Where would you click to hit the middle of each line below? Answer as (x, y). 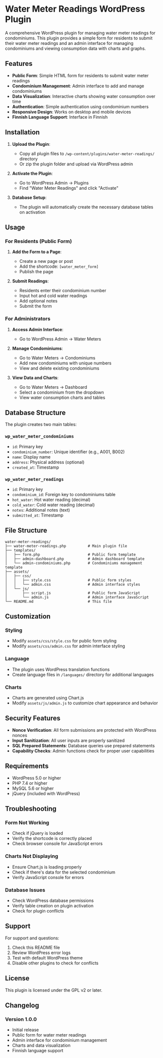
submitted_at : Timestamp (38, 515)
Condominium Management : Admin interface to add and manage (78, 86)
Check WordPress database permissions (53, 900)
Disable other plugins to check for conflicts (55, 963)
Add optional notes (38, 301)
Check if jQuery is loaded (37, 833)
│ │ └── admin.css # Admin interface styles (72, 584)
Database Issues (25, 890)
